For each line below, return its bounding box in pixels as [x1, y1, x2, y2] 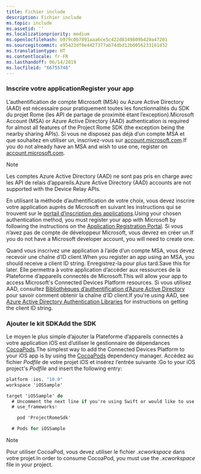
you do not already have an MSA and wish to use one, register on [6, 142, 168, 150]
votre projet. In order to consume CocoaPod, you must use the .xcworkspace [6, 455, 196, 462]
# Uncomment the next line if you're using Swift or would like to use [11, 398, 195, 404]
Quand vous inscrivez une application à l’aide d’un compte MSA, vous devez [6, 247, 195, 254]
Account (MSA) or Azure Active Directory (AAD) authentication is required [6, 117, 189, 124]
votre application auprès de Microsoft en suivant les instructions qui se [6, 203, 182, 210]
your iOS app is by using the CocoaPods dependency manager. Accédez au [6, 352, 194, 359]
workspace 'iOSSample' [6, 382, 63, 388]
